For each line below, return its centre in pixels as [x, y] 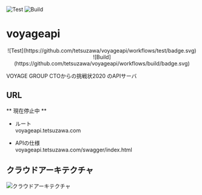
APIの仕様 [28, 143]
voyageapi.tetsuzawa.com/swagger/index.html [73, 150]
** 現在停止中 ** [26, 111]
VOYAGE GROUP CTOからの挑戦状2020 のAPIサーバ [72, 76]
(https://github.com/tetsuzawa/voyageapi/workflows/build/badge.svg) [102, 63]
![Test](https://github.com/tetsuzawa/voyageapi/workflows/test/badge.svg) [102, 50]
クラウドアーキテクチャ [50, 170]
